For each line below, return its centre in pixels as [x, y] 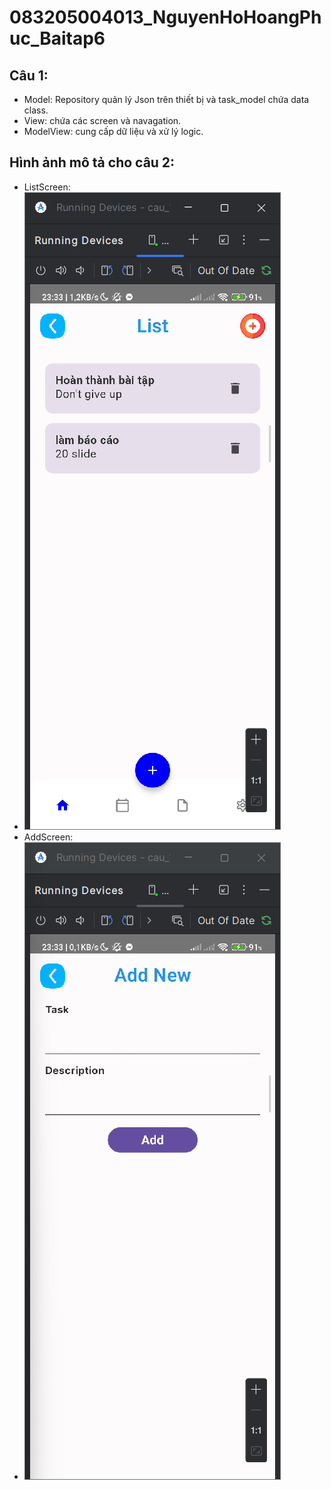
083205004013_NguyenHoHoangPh [165, 17]
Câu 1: [29, 75]
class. [36, 110]
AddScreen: [48, 837]
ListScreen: [47, 187]
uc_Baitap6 [57, 38]
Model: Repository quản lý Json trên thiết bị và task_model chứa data [166, 99]
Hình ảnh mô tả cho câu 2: [92, 162]
